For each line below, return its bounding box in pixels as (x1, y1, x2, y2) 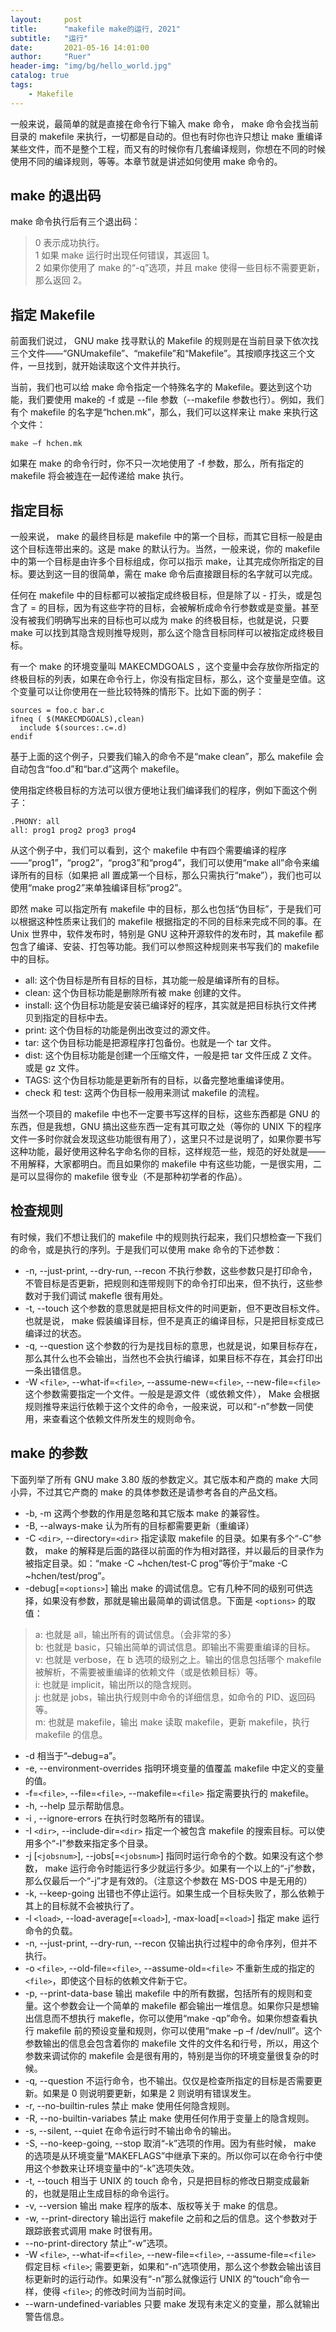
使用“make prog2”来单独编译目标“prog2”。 (10, 882, 188, 894)
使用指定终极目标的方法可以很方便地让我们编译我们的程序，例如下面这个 (10, 784, 308, 796)
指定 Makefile (10, 306, 96, 323)
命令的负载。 (24, 1924, 78, 1936)
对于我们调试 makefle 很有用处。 (33, 1289, 169, 1301)
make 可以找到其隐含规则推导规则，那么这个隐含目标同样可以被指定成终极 (10, 627, 316, 639)
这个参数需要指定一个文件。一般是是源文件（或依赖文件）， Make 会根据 (24, 1387, 320, 1400)
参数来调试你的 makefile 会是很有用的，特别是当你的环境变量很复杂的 (24, 2049, 311, 2061)
